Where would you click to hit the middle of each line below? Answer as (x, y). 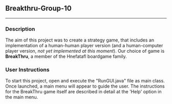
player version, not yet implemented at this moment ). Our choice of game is (85, 51)
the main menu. (22, 97)
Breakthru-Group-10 (38, 8)
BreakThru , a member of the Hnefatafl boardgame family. (66, 56)
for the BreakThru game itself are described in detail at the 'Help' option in (84, 92)
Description (20, 29)
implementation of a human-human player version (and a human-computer (84, 46)
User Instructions (27, 70)
